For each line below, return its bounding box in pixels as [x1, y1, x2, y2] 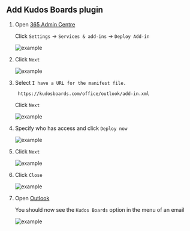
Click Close [14, 171, 43, 178]
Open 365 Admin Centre [14, 20, 76, 28]
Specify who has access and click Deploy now [14, 125, 128, 132]
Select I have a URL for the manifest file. [14, 79, 126, 86]
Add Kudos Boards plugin [6, 5, 104, 15]
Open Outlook [14, 194, 50, 202]
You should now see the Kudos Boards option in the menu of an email [14, 206, 185, 213]
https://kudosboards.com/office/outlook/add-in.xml [17, 90, 150, 97]
